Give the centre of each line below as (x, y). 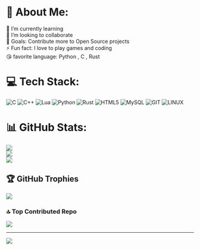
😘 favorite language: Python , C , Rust (53, 57)
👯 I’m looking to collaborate (40, 35)
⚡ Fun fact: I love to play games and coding (59, 48)
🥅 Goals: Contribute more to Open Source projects (68, 41)
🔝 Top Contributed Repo (42, 211)
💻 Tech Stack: (43, 82)
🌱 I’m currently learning (35, 29)
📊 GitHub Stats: (47, 128)
